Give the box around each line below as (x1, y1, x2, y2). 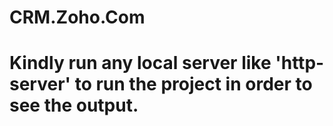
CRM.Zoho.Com (9, 6, 146, 29)
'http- (275, 52, 325, 75)
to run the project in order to (74, 73, 313, 96)
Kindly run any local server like (9, 52, 272, 75)
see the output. (9, 94, 139, 117)
